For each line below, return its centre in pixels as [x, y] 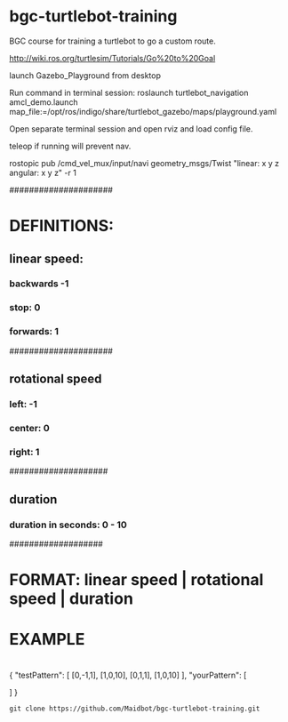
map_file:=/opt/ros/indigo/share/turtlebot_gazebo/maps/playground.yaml [143, 111]
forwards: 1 [34, 332]
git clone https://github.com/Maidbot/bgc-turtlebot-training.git [135, 709]
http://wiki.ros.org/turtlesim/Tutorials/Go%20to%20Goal [112, 58]
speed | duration [71, 599]
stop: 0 [25, 308]
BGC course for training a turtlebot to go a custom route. [112, 41]
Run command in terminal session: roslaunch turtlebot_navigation [129, 92]
